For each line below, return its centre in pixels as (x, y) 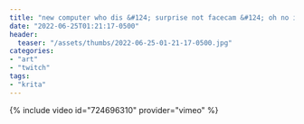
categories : (32, 51)
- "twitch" (30, 68)
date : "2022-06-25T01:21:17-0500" (75, 26)
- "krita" (28, 84)
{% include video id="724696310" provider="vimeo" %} (114, 110)
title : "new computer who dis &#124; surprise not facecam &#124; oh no (149, 18)
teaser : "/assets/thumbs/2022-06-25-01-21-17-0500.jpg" (125, 43)
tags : (19, 76)
